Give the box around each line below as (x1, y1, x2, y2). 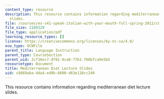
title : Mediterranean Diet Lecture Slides (5, 66, 93, 71)
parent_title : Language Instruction (5, 48, 80, 53)
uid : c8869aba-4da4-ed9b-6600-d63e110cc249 (5, 71, 95, 76)
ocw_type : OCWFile (5, 43, 42, 48)
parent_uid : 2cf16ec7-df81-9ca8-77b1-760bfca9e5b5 (5, 57, 110, 62)
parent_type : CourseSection (5, 52, 62, 58)
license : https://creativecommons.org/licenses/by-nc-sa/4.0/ (5, 39, 134, 44)
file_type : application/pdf (5, 30, 62, 35)
